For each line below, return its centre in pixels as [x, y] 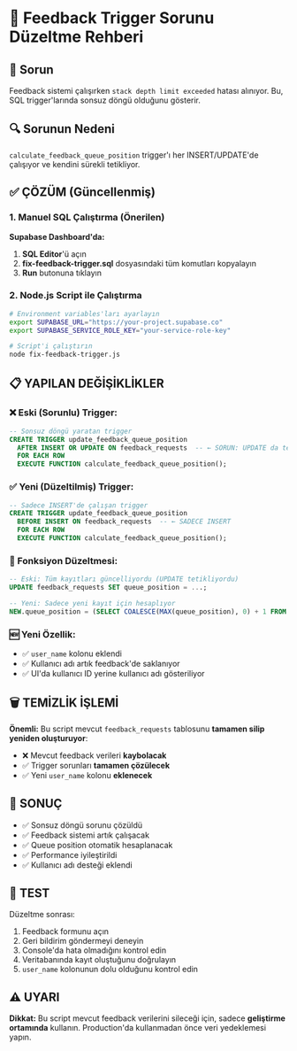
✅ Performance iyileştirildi [69, 854]
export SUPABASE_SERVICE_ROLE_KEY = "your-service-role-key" [120, 330]
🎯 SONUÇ [36, 804]
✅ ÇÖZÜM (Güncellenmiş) [83, 193]
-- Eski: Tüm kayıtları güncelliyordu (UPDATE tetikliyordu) [124, 579]
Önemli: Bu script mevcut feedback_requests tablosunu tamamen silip [137, 729]
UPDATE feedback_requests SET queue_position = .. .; [108, 588]
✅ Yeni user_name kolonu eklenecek [87, 775]
